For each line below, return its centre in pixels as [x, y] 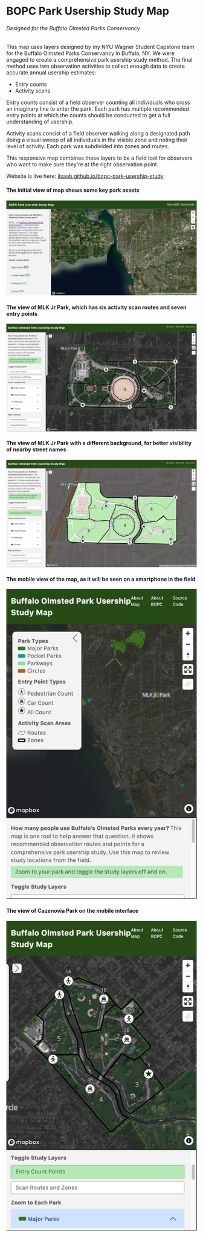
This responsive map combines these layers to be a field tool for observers [99, 158]
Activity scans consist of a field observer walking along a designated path [98, 134]
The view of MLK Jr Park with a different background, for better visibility [99, 443]
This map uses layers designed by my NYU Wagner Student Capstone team [100, 47]
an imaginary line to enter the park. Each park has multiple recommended [98, 109]
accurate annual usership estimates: [51, 73]
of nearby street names [36, 449]
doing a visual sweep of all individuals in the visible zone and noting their [97, 140]
